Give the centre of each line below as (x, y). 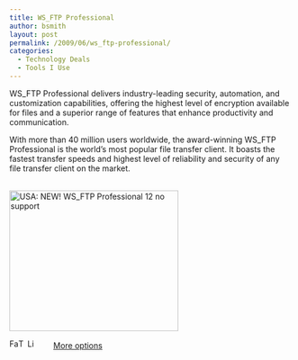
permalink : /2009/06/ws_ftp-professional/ (90, 43)
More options (78, 346)
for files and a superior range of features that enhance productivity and (141, 112)
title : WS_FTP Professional (62, 18)
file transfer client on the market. (70, 168)
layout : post (34, 34)
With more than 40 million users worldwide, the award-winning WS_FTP (143, 139)
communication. (39, 121)
